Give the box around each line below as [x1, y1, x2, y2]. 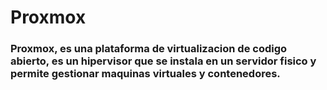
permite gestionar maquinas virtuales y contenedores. [10, 67, 281, 81]
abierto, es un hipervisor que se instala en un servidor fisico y [10, 54, 317, 68]
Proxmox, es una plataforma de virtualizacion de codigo [10, 42, 288, 56]
